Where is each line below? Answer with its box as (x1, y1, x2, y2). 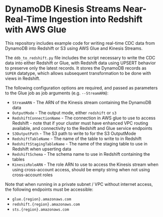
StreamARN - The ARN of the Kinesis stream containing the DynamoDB (12, 99, 152, 105)
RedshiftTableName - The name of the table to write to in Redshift (12, 135, 142, 142)
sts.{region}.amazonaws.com (12, 207, 69, 212)
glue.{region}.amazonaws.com (12, 197, 72, 201)
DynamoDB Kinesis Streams (5, 3, 121, 15)
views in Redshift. (5, 75, 40, 81)
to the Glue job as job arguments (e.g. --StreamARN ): (5, 90, 109, 96)
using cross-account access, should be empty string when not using (12, 166, 150, 172)
